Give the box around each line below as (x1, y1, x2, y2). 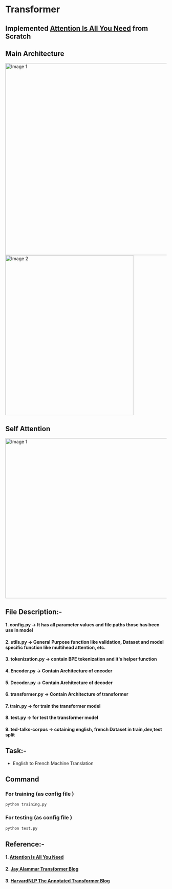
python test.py (5, 825, 38, 831)
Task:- (5, 747, 27, 755)
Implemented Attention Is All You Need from (5, 24, 148, 33)
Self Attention (5, 424, 51, 433)
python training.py (5, 802, 47, 807)
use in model (5, 627, 33, 633)
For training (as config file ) (5, 790, 74, 797)
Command (5, 775, 39, 784)
